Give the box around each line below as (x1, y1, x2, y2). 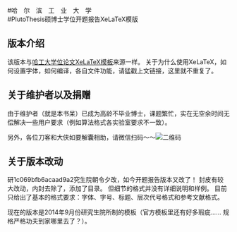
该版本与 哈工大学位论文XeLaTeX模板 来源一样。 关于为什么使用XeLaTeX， (7, 57, 221, 66)
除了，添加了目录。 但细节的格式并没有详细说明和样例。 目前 (50, 184, 227, 193)
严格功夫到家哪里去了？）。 (13, 217, 91, 226)
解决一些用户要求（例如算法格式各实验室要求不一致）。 (13, 118, 171, 126)
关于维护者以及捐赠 (7, 89, 91, 101)
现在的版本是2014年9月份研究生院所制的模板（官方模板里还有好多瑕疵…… (7, 208, 221, 216)
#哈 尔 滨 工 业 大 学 (7, 6, 92, 14)
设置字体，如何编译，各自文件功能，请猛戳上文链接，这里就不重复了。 (13, 66, 217, 75)
